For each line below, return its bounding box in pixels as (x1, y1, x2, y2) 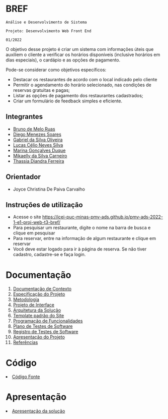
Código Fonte (12, 374, 40, 380)
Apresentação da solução (12, 408, 65, 414)
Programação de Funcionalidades (13, 318, 83, 324)
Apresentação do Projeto (13, 334, 65, 340)
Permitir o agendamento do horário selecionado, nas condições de (13, 82, 151, 88)
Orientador (6, 172, 41, 182)
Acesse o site (13, 214, 42, 220)
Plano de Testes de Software (13, 323, 73, 329)
